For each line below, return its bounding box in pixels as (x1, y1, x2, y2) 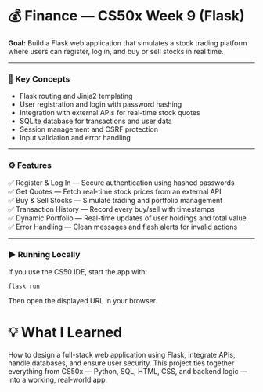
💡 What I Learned (8, 324, 123, 342)
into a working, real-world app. (8, 375, 108, 384)
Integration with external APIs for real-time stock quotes (19, 108, 201, 118)
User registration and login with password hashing (19, 100, 182, 109)
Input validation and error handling (19, 133, 131, 143)
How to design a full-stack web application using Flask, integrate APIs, (8, 350, 236, 359)
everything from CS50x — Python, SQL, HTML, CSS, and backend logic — (8, 366, 248, 376)
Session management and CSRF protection (19, 125, 159, 134)
